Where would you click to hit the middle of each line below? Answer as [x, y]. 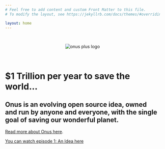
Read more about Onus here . [34, 132]
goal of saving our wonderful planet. [62, 120]
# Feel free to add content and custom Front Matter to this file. [76, 10]
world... [21, 86]
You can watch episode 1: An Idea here [44, 141]
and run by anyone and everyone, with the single [81, 112]
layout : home [18, 23]
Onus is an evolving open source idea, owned [76, 104]
